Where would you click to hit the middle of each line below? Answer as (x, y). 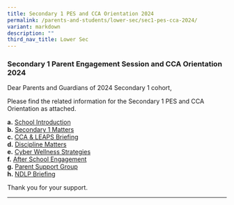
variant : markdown (34, 26)
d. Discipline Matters (37, 144)
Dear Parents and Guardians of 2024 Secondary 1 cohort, (89, 88)
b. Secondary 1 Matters (41, 130)
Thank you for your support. (48, 188)
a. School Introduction (39, 122)
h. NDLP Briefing (31, 174)
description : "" (31, 33)
